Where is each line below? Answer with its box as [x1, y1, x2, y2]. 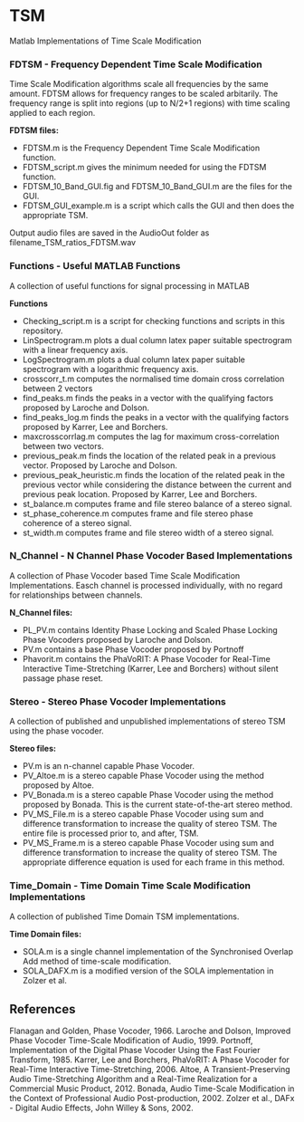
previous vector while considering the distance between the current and [22, 479, 292, 490]
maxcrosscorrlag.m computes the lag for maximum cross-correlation [22, 431, 280, 442]
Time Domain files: [9, 929, 82, 940]
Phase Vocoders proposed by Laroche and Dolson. [22, 634, 213, 645]
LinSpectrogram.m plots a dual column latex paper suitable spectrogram [22, 334, 292, 345]
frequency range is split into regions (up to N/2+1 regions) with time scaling [9, 98, 290, 109]
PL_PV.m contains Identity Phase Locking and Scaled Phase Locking [22, 624, 278, 635]
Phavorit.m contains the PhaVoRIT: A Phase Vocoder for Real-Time [22, 653, 271, 664]
